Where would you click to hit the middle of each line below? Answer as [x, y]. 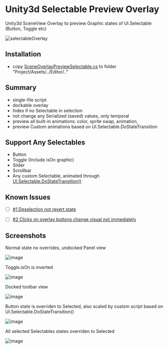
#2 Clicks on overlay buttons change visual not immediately [74, 219]
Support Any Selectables [45, 142]
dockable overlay [30, 105]
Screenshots [26, 236]
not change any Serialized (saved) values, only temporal [71, 116]
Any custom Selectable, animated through [56, 176]
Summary [21, 88]
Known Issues [28, 197]
